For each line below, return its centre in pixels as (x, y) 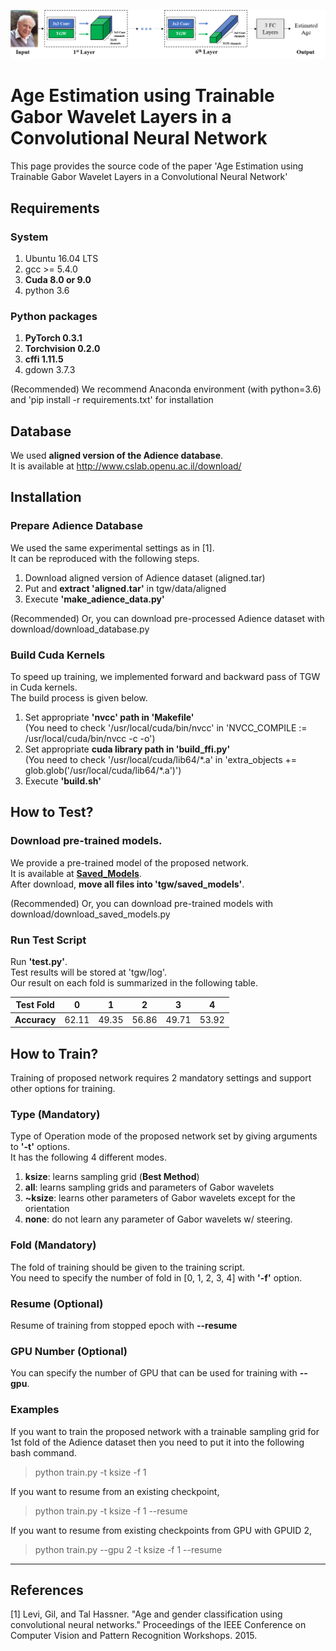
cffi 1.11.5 (44, 359)
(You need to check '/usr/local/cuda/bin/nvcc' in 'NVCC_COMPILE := (166, 727)
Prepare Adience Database (76, 526)
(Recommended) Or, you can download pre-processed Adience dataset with (167, 618)
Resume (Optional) (57, 1303)
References (47, 1590)
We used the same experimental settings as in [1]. (112, 547)
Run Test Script (48, 940)
